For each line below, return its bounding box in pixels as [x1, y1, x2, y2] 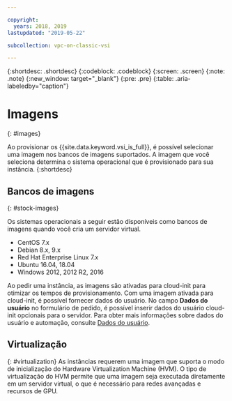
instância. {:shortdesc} [7, 165, 72, 174]
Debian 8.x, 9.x [17, 245, 61, 254]
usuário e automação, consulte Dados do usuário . [7, 319, 150, 326]
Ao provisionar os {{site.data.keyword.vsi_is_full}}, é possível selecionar [7, 143, 214, 151]
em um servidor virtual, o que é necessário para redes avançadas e [7, 379, 201, 388]
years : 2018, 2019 [13, 22, 68, 30]
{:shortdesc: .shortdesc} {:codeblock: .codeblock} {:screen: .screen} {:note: [7, 67, 225, 75]
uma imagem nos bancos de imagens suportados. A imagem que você [7, 151, 210, 159]
